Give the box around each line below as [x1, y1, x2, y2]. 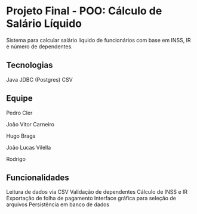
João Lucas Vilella [6, 144, 51, 151]
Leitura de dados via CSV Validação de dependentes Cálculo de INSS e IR [6, 188, 188, 196]
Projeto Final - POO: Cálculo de [6, 4, 162, 18]
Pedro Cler [6, 109, 33, 116]
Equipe [6, 94, 33, 104]
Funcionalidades [6, 172, 70, 182]
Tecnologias [6, 60, 53, 70]
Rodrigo [6, 155, 26, 162]
